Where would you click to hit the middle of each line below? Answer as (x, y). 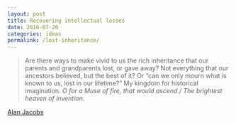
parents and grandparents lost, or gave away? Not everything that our (127, 68)
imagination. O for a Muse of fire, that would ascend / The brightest (123, 91)
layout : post (27, 14)
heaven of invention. (55, 98)
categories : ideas (34, 34)
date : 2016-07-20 (33, 27)
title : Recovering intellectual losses (66, 21)
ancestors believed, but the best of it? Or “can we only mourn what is (125, 76)
